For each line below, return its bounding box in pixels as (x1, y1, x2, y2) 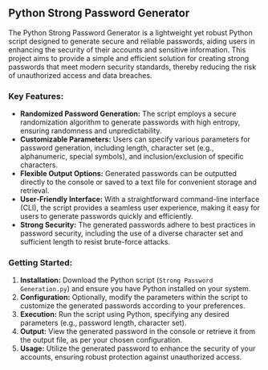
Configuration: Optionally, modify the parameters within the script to (19, 293, 249, 302)
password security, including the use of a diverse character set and (19, 228, 243, 238)
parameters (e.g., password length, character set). (19, 318, 187, 328)
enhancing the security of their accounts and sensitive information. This (8, 44, 246, 55)
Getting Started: (8, 257, 73, 269)
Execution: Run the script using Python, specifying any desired (19, 310, 230, 319)
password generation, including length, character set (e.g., (19, 143, 214, 153)
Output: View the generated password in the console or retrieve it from (19, 327, 256, 336)
